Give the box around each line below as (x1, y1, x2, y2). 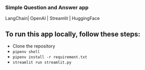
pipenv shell (12, 49, 40, 54)
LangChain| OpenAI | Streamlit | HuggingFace (5, 15, 100, 21)
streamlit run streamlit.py (12, 60, 71, 65)
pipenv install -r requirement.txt (12, 54, 88, 60)
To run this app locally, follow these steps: (5, 29, 140, 38)
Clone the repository (12, 43, 55, 49)
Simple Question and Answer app (5, 4, 89, 11)
